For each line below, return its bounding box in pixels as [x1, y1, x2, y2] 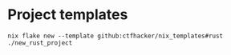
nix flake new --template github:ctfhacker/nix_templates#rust [7, 32, 224, 40]
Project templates [7, 6, 128, 24]
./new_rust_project [7, 38, 73, 47]
